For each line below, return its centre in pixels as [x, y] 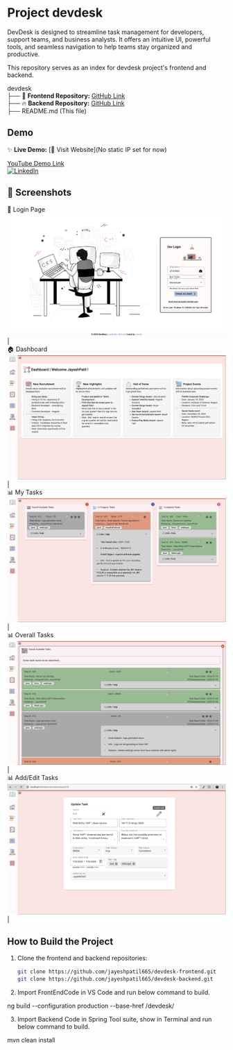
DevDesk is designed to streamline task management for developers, [106, 32]
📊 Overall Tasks [31, 635]
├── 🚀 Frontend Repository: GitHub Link [66, 96]
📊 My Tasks [25, 492]
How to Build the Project [60, 941]
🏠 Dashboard [27, 349]
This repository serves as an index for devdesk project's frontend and [107, 67]
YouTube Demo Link [36, 163]
